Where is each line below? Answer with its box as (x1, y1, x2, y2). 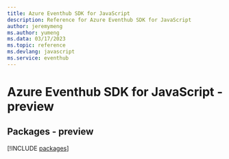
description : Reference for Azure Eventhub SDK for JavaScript (7, 16, 192, 23)
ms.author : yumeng (7, 29, 60, 36)
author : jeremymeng (7, 23, 63, 29)
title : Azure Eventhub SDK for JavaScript (7, 10, 130, 17)
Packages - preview (7, 126, 94, 138)
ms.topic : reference (7, 42, 67, 49)
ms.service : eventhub (7, 55, 69, 62)
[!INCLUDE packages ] (7, 144, 69, 152)
